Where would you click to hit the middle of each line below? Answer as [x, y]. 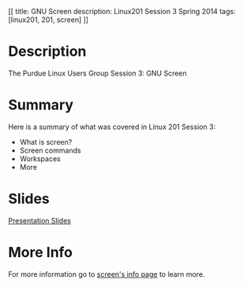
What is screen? [46, 142]
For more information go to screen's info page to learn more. [107, 274]
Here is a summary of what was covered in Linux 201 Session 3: [112, 127]
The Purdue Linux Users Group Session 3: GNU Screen [97, 73]
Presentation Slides [39, 220]
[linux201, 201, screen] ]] [49, 20]
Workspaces [40, 158]
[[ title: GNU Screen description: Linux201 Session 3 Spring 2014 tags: [122, 11]
